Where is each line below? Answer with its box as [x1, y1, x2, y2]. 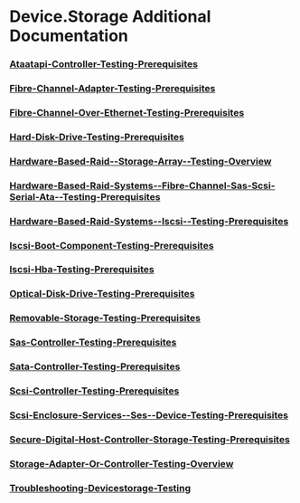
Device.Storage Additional [9, 6, 211, 27]
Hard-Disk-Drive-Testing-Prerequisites [9, 130, 185, 143]
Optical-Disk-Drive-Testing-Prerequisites [9, 288, 195, 300]
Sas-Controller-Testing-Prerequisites [9, 337, 177, 349]
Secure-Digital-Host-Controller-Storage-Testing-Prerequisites [9, 432, 291, 445]
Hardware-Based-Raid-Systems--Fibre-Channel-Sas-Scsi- [9, 179, 276, 192]
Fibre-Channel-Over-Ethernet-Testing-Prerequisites [9, 106, 245, 119]
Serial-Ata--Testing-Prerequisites [9, 190, 161, 203]
